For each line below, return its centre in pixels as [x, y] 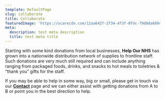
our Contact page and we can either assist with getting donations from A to [82, 86]
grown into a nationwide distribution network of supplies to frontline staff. [79, 56]
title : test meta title [34, 37]
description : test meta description [47, 32]
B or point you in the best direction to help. [48, 91]
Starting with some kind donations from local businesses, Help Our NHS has [82, 50]
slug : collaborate [24, 14]
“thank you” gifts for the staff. [35, 71]
